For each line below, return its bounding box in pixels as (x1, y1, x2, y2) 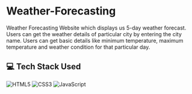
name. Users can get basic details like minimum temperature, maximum (6, 37, 184, 44)
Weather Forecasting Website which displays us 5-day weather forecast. (6, 24, 187, 31)
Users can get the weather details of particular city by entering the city (6, 30, 182, 37)
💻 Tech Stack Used (6, 61, 81, 72)
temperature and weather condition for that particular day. (6, 43, 150, 51)
